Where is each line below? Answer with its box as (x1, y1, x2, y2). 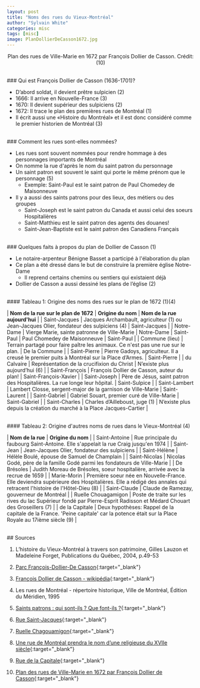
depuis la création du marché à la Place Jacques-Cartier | (7, 404, 148, 412)
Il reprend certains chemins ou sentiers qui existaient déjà (24, 274, 166, 281)
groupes (15, 200, 36, 207)
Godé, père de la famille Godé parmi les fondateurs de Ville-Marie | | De (7, 459, 183, 466)
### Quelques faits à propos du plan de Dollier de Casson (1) (7, 244, 157, 250)
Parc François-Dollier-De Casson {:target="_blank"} (15, 564, 141, 571)
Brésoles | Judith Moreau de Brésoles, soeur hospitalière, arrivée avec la (7, 466, 185, 472)
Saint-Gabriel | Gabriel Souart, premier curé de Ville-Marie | (33, 392, 179, 399)
